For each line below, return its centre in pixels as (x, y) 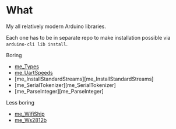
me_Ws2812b (31, 120)
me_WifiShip (29, 114)
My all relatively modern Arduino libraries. (56, 26)
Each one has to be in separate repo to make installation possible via (88, 37)
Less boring (20, 102)
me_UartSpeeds (34, 72)
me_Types (27, 66)
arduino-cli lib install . (37, 44)
